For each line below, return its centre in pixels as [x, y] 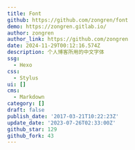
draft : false [26, 110]
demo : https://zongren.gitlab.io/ [57, 26]
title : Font [24, 13]
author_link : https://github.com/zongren [68, 39]
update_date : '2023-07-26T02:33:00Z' [62, 123]
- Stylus [26, 78]
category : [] [26, 104]
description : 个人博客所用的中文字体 [56, 53]
